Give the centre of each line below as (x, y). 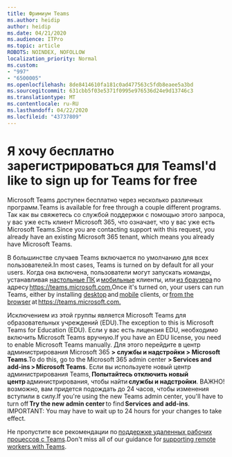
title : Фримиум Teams (38, 14)
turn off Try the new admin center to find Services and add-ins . (99, 404)
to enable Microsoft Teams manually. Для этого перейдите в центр (104, 345)
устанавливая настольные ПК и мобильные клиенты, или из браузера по (114, 279)
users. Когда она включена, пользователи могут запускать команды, (110, 272)
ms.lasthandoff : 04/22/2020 (48, 110)
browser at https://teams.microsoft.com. (64, 302)
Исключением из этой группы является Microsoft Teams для (97, 315)
